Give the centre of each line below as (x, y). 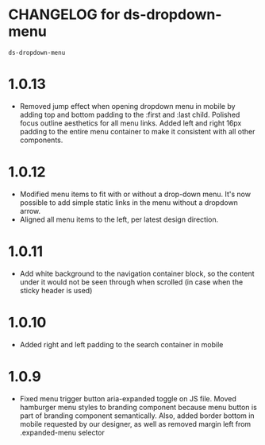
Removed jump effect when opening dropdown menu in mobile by (127, 106)
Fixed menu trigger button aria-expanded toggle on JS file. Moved (128, 398)
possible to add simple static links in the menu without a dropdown (129, 202)
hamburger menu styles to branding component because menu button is (138, 407)
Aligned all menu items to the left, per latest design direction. (119, 219)
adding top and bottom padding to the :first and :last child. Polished (130, 114)
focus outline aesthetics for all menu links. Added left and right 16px (131, 123)
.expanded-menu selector (62, 432)
